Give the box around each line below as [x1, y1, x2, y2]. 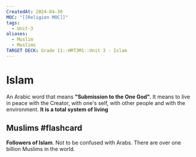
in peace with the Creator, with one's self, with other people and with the [6, 99, 186, 106]
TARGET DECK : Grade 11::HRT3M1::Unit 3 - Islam [6, 48, 128, 54]
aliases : [6, 31, 28, 37]
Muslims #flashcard [6, 123, 83, 133]
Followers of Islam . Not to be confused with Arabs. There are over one [6, 138, 182, 146]
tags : [6, 20, 20, 26]
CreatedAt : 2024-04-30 [6, 8, 63, 15]
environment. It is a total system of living [6, 106, 108, 113]
